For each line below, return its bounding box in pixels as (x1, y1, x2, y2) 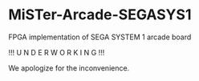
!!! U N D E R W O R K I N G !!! (8, 47, 105, 57)
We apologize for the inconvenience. (8, 63, 130, 73)
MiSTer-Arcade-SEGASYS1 (8, 6, 192, 24)
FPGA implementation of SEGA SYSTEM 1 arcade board (8, 32, 192, 42)
